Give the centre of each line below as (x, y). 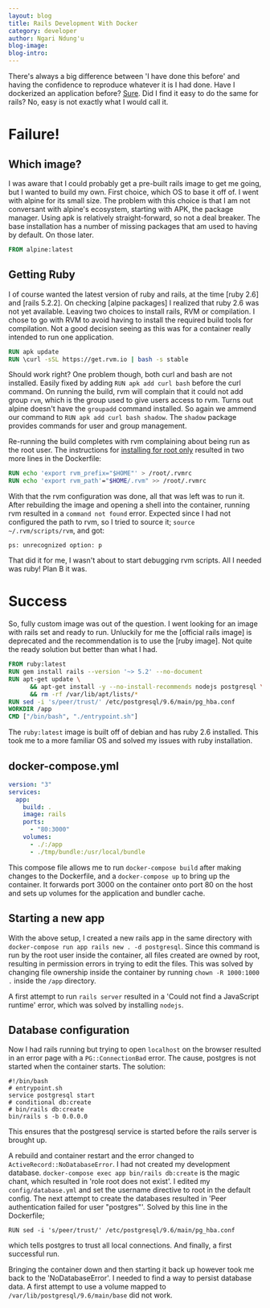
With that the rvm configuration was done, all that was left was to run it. (127, 496)
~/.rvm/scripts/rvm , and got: (57, 531)
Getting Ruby (42, 275)
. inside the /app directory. (52, 981)
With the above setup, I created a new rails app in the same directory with (130, 938)
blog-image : (28, 46)
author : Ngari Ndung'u (46, 38)
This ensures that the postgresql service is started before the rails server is (133, 1132)
